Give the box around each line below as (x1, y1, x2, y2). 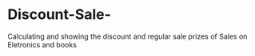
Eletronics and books (7, 39, 78, 49)
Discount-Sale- (7, 6, 111, 24)
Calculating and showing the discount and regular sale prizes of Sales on (7, 32, 248, 41)
